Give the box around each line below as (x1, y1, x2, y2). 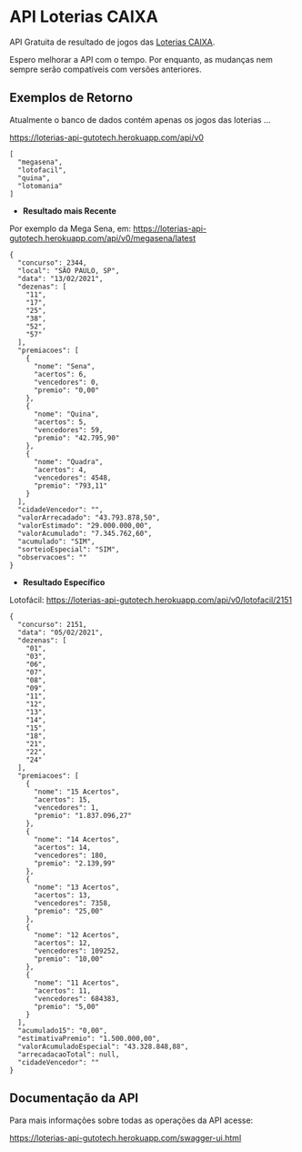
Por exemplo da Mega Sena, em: (9, 223, 132, 234)
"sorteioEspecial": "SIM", (17, 544, 120, 554)
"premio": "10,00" (33, 954, 104, 964)
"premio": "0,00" (33, 385, 100, 395)
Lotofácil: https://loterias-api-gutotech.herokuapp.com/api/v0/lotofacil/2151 (9, 594, 293, 605)
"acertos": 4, (33, 465, 88, 474)
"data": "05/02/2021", (17, 628, 104, 637)
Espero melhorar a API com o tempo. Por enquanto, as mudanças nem (9, 54, 273, 65)
